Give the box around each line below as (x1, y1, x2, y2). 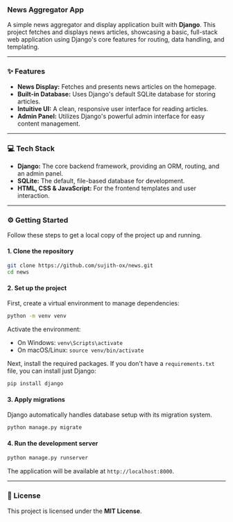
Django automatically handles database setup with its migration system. (7, 411, 213, 419)
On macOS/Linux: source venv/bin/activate (17, 346, 144, 355)
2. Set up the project (7, 283, 67, 292)
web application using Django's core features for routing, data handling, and (7, 35, 225, 44)
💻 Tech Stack (7, 144, 55, 153)
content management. (17, 119, 81, 128)
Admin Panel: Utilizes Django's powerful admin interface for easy (17, 112, 205, 120)
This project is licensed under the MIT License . (7, 507, 142, 515)
